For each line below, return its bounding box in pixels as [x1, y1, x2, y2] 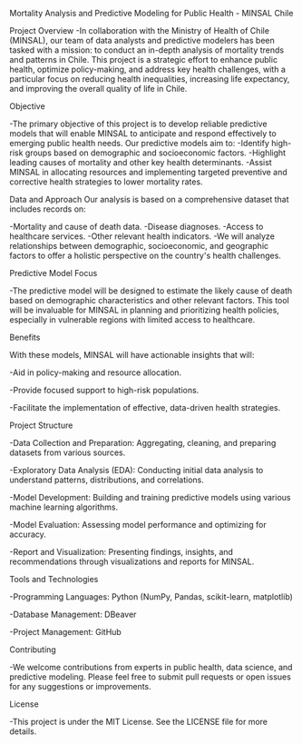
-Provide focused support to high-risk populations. [9, 385, 200, 395]
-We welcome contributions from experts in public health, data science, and [9, 662, 293, 672]
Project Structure [9, 420, 73, 431]
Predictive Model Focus [9, 268, 98, 278]
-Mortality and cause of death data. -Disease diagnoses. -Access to [9, 222, 264, 232]
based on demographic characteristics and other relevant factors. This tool [9, 295, 290, 305]
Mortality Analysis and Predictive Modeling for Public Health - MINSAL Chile [9, 8, 294, 18]
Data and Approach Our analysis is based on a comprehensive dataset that [9, 194, 289, 204]
